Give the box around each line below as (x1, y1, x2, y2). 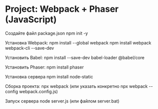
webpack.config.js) (19, 88, 58, 94)
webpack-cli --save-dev (5, 45, 54, 51)
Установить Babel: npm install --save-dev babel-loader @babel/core (5, 54, 145, 60)
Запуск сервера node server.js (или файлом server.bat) (5, 98, 120, 104)
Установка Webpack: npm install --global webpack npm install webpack (5, 39, 152, 45)
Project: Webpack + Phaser (5, 3, 119, 15)
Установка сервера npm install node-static (5, 73, 93, 79)
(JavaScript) (5, 14, 57, 25)
